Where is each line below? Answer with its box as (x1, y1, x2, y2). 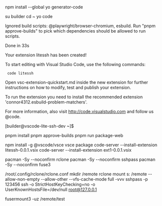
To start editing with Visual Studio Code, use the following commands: (5, 62, 146, 67)
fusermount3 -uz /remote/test (5, 196, 65, 202)
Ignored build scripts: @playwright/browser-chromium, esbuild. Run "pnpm (5, 23, 156, 29)
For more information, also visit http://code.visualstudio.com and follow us (5, 109, 154, 114)
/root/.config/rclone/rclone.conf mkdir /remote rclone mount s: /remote (5, 171, 147, 177)
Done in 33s (5, 43, 30, 48)
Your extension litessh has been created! (5, 52, 87, 58)
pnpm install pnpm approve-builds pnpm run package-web (5, 133, 124, 138)
